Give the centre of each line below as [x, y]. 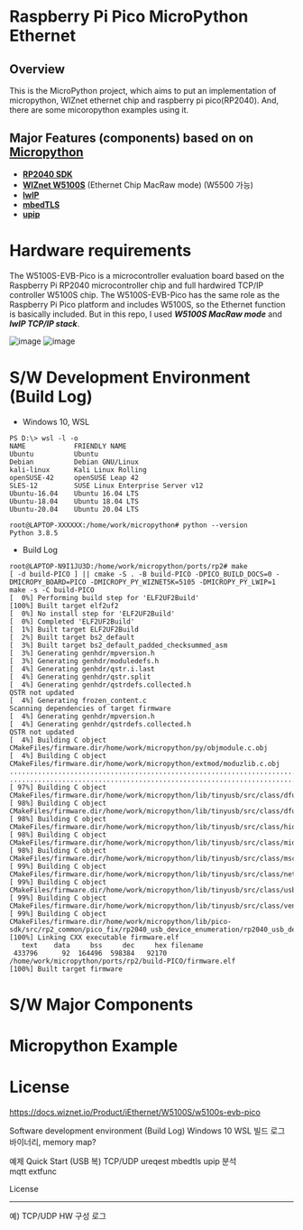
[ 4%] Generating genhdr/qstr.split [80, 677]
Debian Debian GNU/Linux [74, 462]
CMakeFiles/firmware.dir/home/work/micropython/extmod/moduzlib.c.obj [145, 763]
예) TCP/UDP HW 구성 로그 [58, 1216]
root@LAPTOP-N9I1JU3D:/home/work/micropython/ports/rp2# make [129, 566]
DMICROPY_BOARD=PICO [48, 582]
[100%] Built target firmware [66, 969]
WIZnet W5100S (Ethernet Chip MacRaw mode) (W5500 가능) [138, 185]
